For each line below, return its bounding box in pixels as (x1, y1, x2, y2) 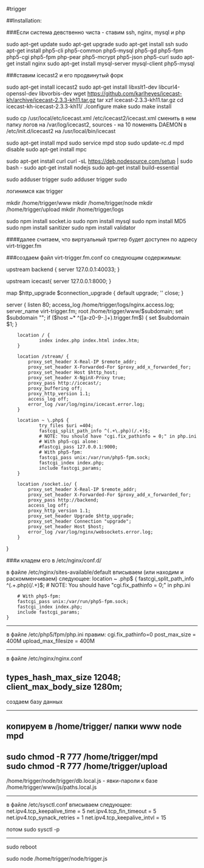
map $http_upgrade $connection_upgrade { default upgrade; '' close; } (6, 289, 184, 297)
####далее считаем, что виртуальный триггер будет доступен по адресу (6, 236, 197, 243)
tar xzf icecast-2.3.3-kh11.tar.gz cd (97, 97, 184, 103)
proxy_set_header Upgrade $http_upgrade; (28, 513, 135, 519)
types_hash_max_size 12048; (6, 672, 121, 683)
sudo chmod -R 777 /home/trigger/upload (6, 761, 168, 771)
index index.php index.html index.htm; (38, 337, 140, 343)
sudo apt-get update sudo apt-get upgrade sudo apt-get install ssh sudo (6, 41, 188, 47)
